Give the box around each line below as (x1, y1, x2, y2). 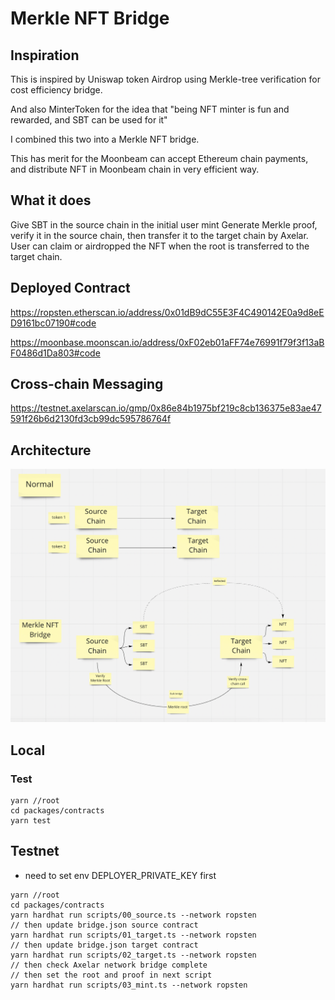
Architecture (10, 442, 92, 459)
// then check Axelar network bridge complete (10, 960, 208, 970)
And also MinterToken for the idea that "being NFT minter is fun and (10, 103, 290, 115)
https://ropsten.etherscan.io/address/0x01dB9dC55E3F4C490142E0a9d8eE (10, 306, 325, 318)
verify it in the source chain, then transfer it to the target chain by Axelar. (10, 229, 309, 241)
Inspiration (10, 47, 80, 64)
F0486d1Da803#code (10, 347, 101, 359)
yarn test (10, 816, 52, 826)
